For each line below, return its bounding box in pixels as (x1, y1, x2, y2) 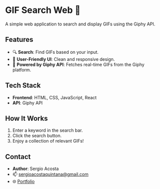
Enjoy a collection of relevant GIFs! (12, 138, 84, 144)
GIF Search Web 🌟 (5, 4, 81, 16)
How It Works (5, 114, 48, 123)
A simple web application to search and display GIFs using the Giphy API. (5, 21, 156, 27)
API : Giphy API (12, 100, 43, 106)
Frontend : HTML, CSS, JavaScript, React (12, 94, 97, 100)
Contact (5, 152, 31, 161)
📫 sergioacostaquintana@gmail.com (12, 172, 89, 178)
